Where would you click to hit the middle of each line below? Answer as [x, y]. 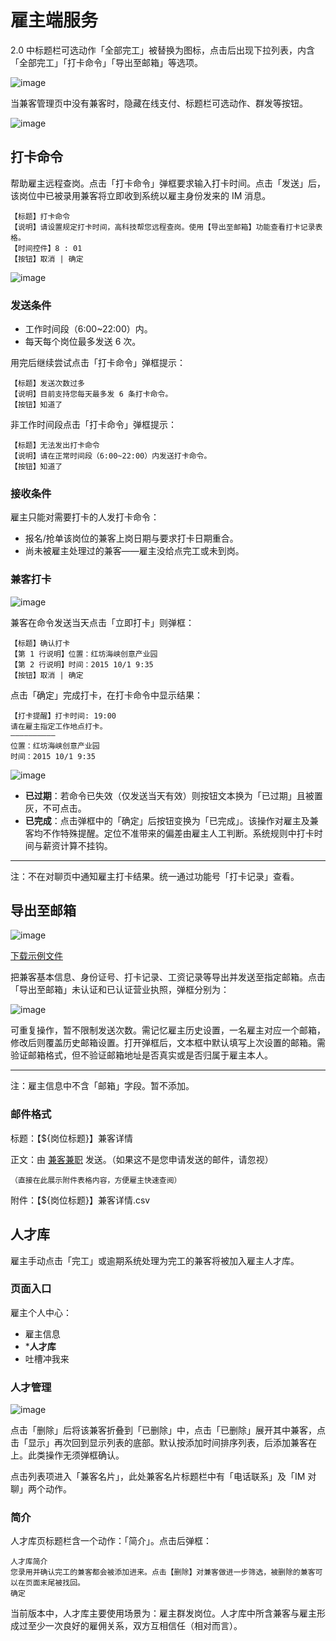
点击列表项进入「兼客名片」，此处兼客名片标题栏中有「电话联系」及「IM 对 [163, 1477]
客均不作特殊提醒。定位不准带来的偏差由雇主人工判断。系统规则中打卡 [169, 833]
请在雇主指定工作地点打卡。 [59, 726]
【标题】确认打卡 [40, 643]
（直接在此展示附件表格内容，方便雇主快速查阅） [96, 1180]
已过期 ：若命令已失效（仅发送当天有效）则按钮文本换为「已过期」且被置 [173, 795]
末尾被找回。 [62, 1583]
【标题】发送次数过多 [47, 384]
